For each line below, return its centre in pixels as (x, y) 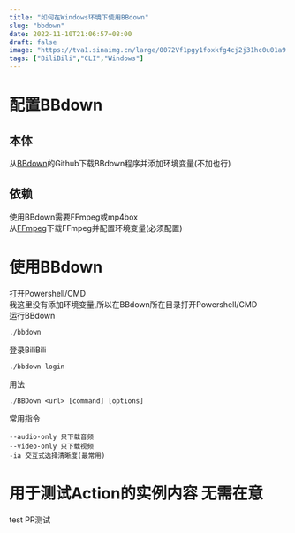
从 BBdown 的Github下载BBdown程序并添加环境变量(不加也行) (120, 163)
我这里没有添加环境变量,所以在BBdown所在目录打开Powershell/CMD (133, 304)
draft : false (33, 42)
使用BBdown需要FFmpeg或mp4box (74, 217)
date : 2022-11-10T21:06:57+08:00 (71, 34)
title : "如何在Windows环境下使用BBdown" (79, 17)
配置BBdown (56, 105)
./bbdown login (37, 367)
